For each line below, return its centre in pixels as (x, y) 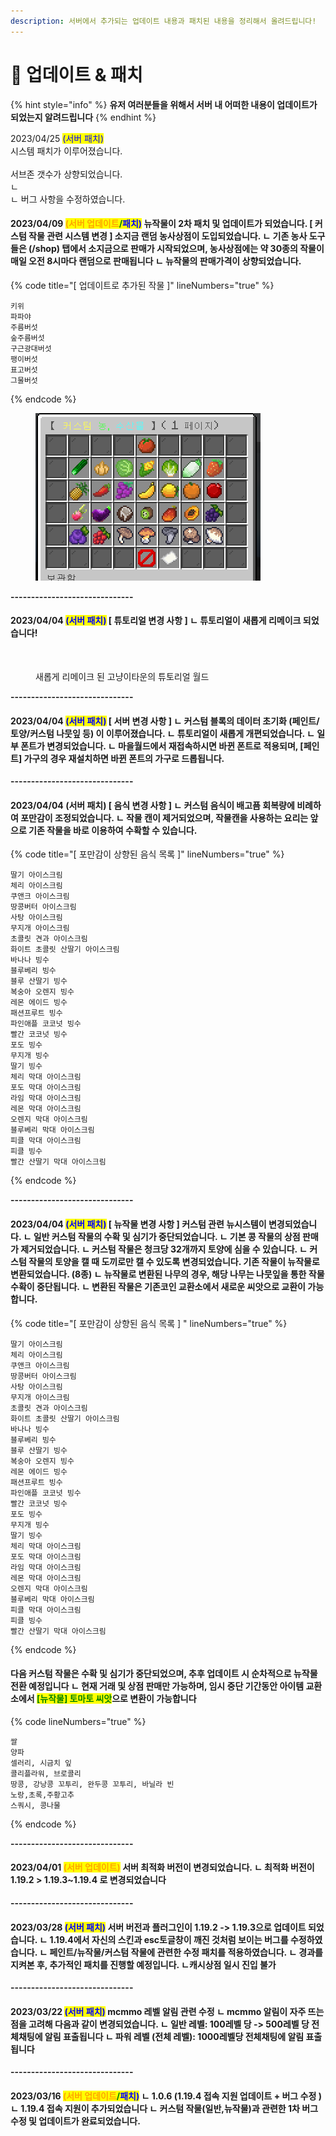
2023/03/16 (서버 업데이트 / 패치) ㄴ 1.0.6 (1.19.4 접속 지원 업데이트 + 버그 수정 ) (166, 2096)
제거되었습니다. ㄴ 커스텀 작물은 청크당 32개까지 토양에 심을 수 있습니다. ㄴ (164, 1249)
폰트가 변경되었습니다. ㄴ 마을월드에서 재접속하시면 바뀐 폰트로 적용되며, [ (162, 746)
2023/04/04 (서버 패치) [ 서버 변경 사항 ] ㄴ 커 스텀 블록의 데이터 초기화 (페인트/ (165, 721)
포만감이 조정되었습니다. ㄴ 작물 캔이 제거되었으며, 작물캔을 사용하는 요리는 (164, 817)
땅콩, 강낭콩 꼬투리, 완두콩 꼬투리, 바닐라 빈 (92, 1784)
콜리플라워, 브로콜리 (46, 1773)
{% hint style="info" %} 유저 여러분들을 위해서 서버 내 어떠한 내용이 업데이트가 (164, 104)
